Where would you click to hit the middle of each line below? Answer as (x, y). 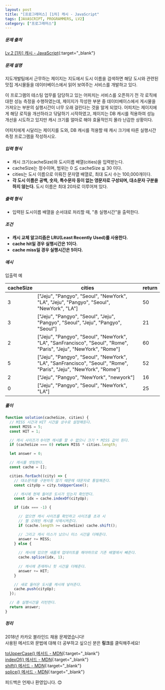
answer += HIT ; (34, 571)
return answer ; (25, 607)
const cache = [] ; (28, 467)
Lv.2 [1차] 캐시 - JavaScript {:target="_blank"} (50, 53)
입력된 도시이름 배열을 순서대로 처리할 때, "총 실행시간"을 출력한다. (76, 212)
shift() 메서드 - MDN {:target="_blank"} (43, 665)
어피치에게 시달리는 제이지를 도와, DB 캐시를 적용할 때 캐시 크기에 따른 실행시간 (81, 130)
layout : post (18, 10)
